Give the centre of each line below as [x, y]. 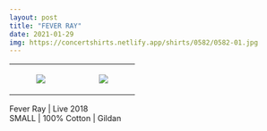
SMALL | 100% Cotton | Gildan [65, 119]
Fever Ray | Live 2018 [49, 109]
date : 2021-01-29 [42, 34]
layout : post [34, 17]
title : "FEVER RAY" [46, 26]
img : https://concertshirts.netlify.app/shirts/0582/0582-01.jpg [133, 42]
